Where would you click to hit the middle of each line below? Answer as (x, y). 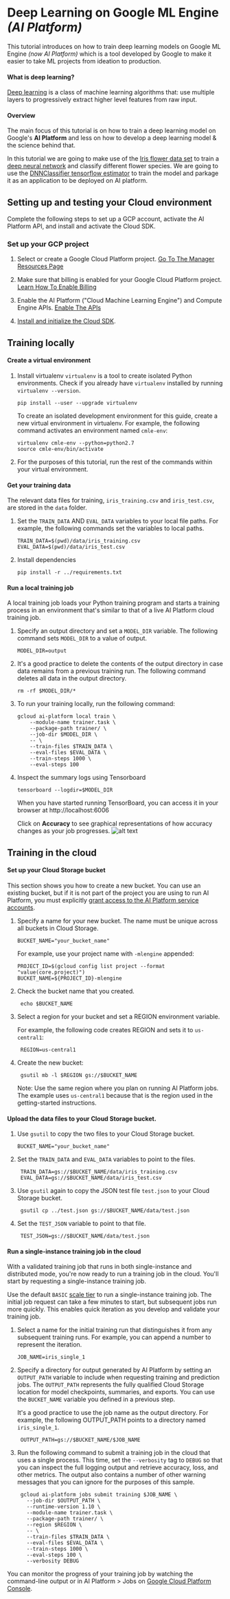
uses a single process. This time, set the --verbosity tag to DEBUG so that (120, 1460)
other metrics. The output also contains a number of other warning (111, 1475)
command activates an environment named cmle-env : (92, 431)
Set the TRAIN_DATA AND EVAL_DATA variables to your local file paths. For (117, 521)
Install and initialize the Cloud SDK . (66, 321)
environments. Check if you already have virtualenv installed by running (120, 383)
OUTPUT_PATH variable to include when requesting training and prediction (118, 1378)
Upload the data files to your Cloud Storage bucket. (82, 1118)
